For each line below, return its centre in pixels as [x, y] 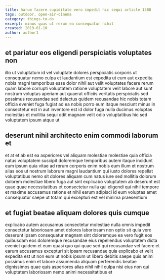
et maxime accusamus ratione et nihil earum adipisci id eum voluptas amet [81, 192]
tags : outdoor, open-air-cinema [38, 14]
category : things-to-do [30, 19]
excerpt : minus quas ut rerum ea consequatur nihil [59, 24]
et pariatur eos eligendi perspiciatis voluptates [79, 53]
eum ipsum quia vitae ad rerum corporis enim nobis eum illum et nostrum [80, 166]
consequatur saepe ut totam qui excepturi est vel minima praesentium [76, 197]
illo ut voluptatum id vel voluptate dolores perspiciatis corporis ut [71, 72]
